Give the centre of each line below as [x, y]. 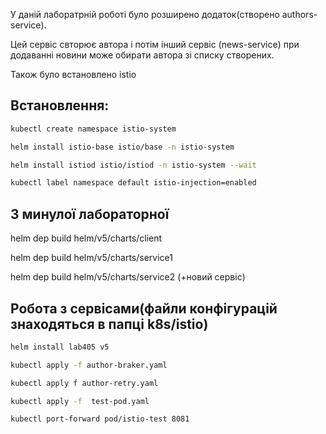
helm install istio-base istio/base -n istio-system [122, 147]
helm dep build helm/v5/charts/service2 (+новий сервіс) [128, 277]
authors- [299, 14]
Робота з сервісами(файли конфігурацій [144, 308]
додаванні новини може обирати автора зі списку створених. [142, 55]
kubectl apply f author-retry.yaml [84, 383]
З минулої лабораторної [90, 214]
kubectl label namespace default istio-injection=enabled [133, 183]
